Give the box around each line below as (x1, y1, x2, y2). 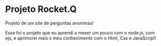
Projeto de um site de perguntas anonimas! (5, 20, 94, 26)
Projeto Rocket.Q (5, 3, 77, 15)
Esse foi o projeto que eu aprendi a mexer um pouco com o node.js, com (5, 29, 155, 35)
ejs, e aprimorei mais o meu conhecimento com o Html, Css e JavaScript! (5, 35, 156, 41)
